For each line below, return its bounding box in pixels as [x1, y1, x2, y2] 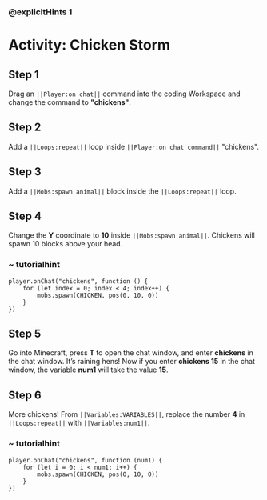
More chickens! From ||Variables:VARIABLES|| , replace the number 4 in [8, 410, 245, 419]
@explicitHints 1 [8, 6, 73, 18]
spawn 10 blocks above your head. [8, 239, 123, 249]
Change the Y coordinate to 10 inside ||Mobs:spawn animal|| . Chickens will [8, 230, 256, 240]
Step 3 [8, 165, 42, 178]
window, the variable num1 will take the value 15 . [8, 365, 169, 374]
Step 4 [8, 209, 42, 222]
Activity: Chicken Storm [8, 36, 170, 54]
